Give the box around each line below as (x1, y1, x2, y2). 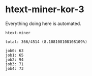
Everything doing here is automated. (5, 20, 81, 27)
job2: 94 (5, 57, 24, 62)
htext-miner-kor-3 (5, 4, 84, 15)
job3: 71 (5, 61, 24, 67)
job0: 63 (5, 48, 24, 53)
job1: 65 (5, 53, 24, 58)
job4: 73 (5, 66, 24, 71)
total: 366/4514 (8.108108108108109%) (5, 39, 87, 44)
